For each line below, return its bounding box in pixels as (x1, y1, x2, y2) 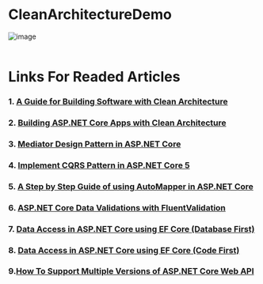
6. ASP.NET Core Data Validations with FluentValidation (8, 202, 226, 213)
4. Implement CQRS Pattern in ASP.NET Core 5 (8, 160, 190, 171)
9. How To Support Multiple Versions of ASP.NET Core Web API (8, 266, 255, 277)
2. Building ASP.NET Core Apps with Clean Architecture (8, 117, 227, 128)
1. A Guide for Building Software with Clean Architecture (8, 97, 228, 108)
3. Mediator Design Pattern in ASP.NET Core (8, 138, 181, 150)
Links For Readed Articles (8, 68, 181, 86)
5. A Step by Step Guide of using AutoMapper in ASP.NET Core (8, 180, 253, 191)
